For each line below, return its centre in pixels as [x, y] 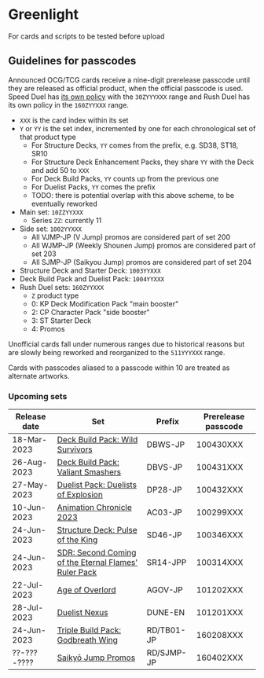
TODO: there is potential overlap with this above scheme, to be [132, 195]
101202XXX [220, 590]
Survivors [75, 449]
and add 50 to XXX [60, 170]
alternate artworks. [39, 376]
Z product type [55, 295]
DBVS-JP [165, 467]
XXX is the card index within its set [74, 120]
